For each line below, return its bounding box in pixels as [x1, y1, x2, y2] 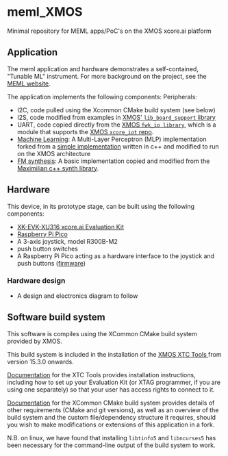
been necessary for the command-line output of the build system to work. [7, 441, 216, 449]
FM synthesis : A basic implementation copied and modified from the [16, 157, 210, 165]
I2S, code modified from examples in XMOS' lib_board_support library [16, 113, 216, 121]
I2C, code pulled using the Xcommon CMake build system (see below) [16, 105, 216, 114]
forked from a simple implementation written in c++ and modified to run [16, 142, 219, 151]
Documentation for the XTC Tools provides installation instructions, [7, 370, 197, 379]
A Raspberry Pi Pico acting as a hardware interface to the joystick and [16, 251, 214, 260]
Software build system [7, 312, 106, 323]
